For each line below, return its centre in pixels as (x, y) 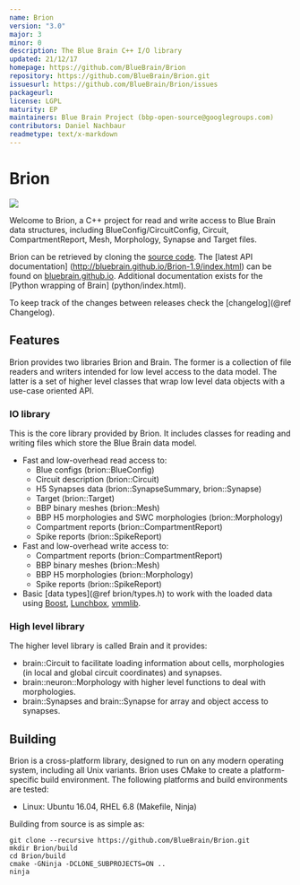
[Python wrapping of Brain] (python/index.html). (98, 285)
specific (24, 780)
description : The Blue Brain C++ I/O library (95, 51)
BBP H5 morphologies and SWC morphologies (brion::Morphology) (159, 517)
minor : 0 (26, 43)
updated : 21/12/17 (43, 59)
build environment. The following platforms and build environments (164, 780)
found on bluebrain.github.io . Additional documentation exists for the (136, 275)
